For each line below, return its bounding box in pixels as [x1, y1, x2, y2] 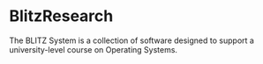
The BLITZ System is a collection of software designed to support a [9, 35, 254, 46]
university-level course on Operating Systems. [9, 44, 178, 54]
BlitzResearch [9, 6, 114, 26]
